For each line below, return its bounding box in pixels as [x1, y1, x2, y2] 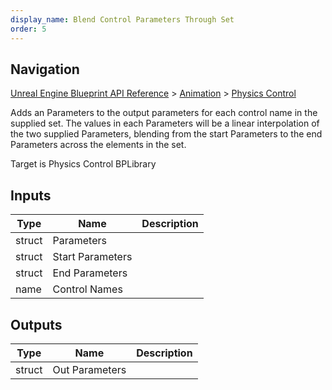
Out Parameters [52, 362, 127, 376]
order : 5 [10, 24, 47, 34]
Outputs [10, 316, 63, 333]
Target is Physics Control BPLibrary [10, 158, 157, 170]
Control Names [52, 282, 123, 296]
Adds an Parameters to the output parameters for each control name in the [10, 107, 318, 119]
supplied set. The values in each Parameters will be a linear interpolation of [10, 117, 320, 130]
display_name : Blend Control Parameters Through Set [10, 14, 235, 25]
